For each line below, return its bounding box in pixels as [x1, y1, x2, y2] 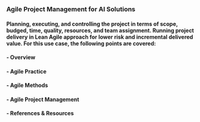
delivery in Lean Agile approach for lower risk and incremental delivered [6, 33, 194, 40]
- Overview [6, 54, 35, 61]
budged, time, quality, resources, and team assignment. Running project [6, 26, 194, 34]
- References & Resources [6, 110, 74, 117]
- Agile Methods [6, 82, 48, 89]
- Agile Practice [6, 67, 47, 75]
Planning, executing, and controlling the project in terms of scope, [6, 20, 178, 28]
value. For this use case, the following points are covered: [6, 39, 156, 47]
